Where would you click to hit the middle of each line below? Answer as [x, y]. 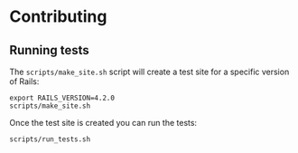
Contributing [58, 17]
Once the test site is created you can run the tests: [103, 123]
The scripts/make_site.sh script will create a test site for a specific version [149, 72]
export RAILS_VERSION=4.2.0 [62, 98]
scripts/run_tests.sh [50, 139]
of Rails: [24, 81]
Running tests [50, 50]
